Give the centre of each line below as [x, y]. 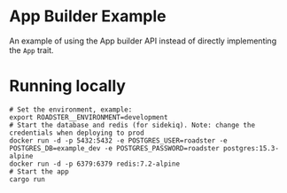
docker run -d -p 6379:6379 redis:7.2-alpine [94, 164]
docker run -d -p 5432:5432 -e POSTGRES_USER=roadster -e [118, 140]
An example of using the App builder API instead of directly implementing [143, 41]
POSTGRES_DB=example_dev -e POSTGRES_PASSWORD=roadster [114, 148]
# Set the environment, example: [71, 109]
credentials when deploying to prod [77, 133]
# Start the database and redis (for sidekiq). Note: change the [132, 125]
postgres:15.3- [251, 148]
